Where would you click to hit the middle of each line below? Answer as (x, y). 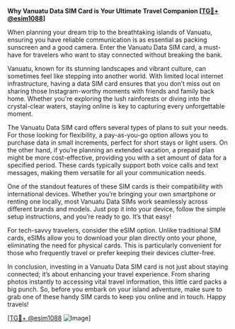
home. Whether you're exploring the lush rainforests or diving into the (109, 99)
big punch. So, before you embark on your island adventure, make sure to (115, 289)
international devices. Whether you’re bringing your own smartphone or (111, 194)
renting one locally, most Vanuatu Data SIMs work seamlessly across (108, 201)
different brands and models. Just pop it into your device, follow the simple (117, 209)
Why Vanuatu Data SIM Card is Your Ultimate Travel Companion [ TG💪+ (113, 11)
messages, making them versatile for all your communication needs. (107, 173)
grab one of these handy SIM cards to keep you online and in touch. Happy (117, 297)
